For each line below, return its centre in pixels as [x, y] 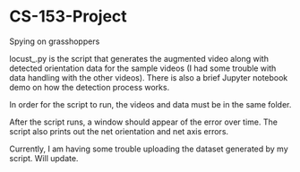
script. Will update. [44, 158]
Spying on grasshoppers [55, 41]
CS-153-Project [68, 17]
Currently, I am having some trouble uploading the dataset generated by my [149, 149]
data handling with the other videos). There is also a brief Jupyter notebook [149, 77]
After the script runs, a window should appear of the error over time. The [143, 122]
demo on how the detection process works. [90, 87]
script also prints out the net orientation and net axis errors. [119, 131]
